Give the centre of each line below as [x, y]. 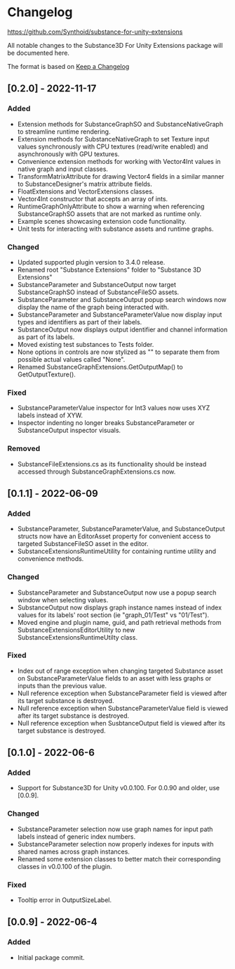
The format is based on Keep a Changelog [68, 66]
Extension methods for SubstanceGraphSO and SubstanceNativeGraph [120, 124]
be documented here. [39, 53]
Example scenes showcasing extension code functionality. [102, 221]
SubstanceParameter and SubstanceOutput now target [97, 284]
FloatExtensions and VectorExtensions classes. [86, 191]
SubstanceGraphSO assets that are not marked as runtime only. [109, 214]
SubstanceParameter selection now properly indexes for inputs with [115, 844]
